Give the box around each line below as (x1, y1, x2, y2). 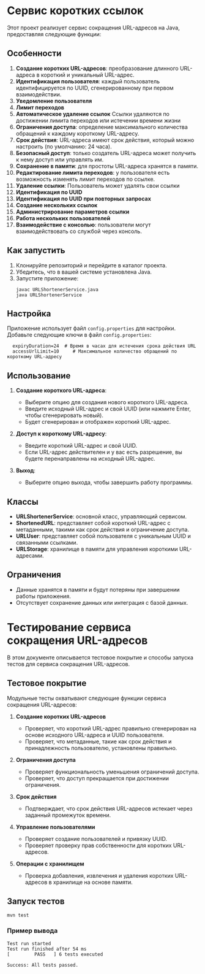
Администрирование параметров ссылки (15, 208, 130, 215)
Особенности (7, 48, 62, 59)
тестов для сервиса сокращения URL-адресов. (7, 660, 130, 667)
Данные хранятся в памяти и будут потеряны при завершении (15, 586, 180, 593)
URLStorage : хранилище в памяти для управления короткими (15, 545, 178, 553)
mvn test (7, 912, 29, 919)
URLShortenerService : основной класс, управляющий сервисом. (15, 513, 187, 520)
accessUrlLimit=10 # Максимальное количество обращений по (12, 348, 177, 355)
